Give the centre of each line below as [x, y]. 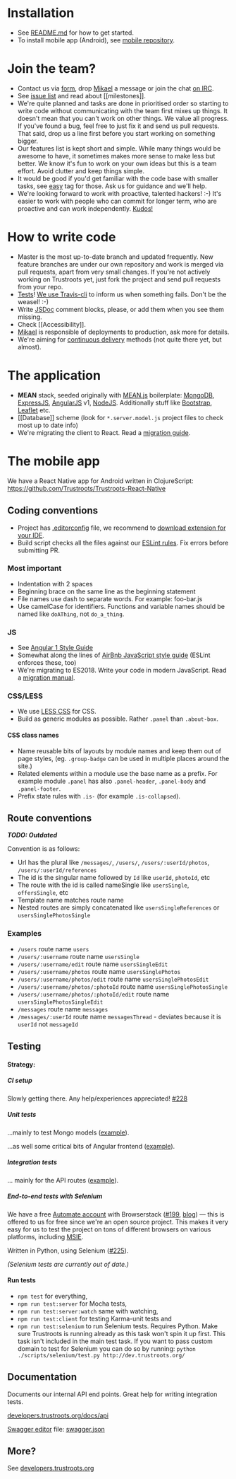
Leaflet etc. [34, 410]
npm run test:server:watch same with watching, [88, 1311]
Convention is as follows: [44, 849]
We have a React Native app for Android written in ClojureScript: [100, 481]
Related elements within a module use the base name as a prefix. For [118, 773]
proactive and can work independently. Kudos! [85, 208]
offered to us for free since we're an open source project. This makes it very [118, 1222]
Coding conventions [53, 511]
